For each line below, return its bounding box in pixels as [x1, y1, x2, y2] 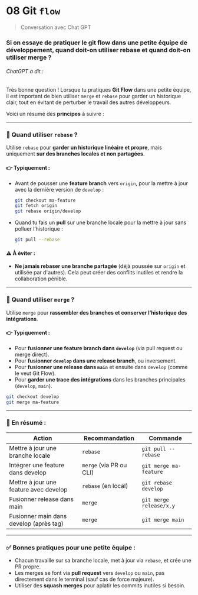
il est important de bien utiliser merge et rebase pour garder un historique [6, 93, 181, 100]
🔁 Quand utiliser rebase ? [6, 130, 78, 138]
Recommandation [83, 434, 134, 442]
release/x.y [141, 502, 176, 509]
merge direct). [14, 351, 49, 358]
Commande [148, 434, 182, 442]
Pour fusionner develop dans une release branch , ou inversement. [14, 357, 177, 364]
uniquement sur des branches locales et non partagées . [6, 150, 145, 157]
